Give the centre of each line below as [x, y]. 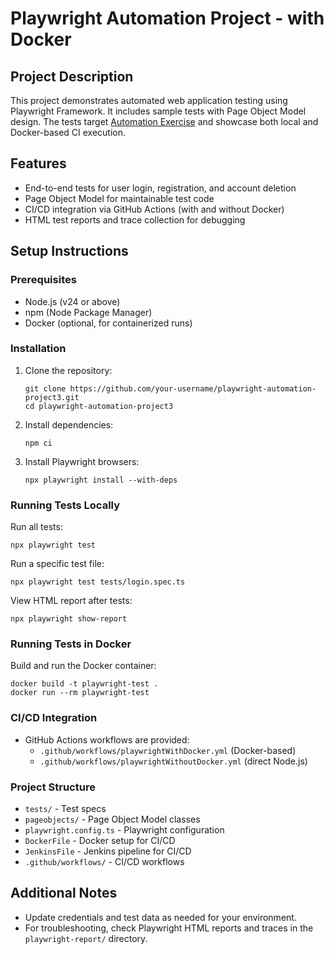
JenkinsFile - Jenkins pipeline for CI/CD [108, 851]
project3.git [52, 397]
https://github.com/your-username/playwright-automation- [193, 388]
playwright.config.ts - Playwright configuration [124, 829]
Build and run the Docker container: [83, 666]
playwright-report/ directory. [86, 938]
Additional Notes [64, 893]
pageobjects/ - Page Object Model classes [112, 819]
